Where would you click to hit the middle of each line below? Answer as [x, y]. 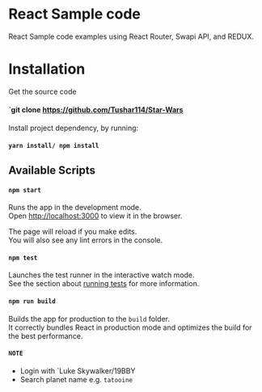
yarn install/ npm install [54, 145]
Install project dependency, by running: [74, 128]
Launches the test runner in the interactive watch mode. [102, 275]
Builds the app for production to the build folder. [89, 318]
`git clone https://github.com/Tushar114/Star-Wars [96, 110]
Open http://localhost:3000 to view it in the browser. [95, 216]
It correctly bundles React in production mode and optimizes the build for [130, 327]
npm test [23, 258]
